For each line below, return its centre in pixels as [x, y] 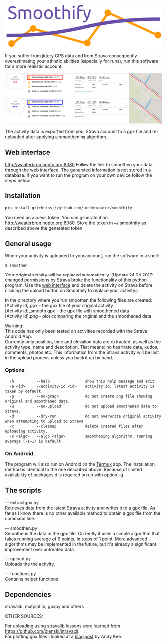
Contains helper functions [32, 579]
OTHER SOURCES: [24, 616]
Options [15, 370]
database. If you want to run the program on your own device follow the [79, 175]
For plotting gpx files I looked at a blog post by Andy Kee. [64, 637]
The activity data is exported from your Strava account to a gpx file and [78, 132]
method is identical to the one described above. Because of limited [74, 469]
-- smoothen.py [21, 528]
